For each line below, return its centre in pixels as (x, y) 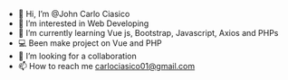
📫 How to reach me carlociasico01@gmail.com (106, 66)
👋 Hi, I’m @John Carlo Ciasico (74, 14)
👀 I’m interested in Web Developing (83, 23)
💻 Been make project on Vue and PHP (90, 43)
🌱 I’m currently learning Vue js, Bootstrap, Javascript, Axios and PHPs (148, 33)
